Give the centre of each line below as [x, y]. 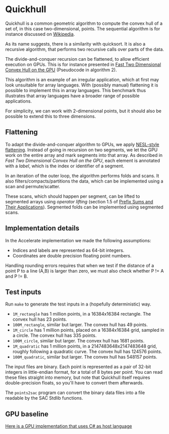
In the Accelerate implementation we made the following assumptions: [78, 240]
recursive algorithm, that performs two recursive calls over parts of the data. [85, 49]
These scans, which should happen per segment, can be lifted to [73, 196]
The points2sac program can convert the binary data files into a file [75, 393]
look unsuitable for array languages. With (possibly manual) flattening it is [82, 85]
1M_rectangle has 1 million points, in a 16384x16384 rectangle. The [82, 314]
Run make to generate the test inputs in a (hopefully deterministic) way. [78, 304]
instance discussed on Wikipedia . [40, 34]
